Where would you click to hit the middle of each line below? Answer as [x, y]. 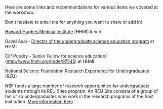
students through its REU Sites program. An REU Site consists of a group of [81, 91]
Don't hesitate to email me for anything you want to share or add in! [74, 22]
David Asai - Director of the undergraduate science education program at [80, 41]
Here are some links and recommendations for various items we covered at [81, 7]
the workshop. [20, 12]
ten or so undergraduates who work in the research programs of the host [80, 96]
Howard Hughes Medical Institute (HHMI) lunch [53, 31]
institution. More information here [39, 102]
